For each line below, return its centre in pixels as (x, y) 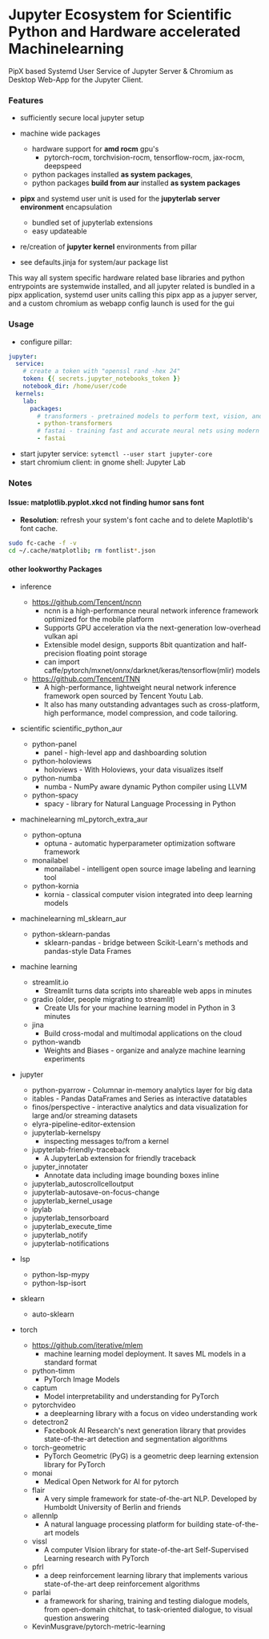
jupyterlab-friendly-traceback (81, 1150)
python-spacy (55, 795)
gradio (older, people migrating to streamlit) (104, 1000)
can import (62, 662)
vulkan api (61, 636)
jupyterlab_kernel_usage (72, 1201)
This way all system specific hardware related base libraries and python (127, 278)
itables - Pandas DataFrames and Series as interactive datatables (139, 1099)
